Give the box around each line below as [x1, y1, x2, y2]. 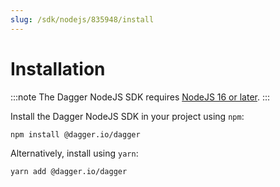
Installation [10, 57, 106, 80]
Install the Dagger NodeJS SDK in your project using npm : [10, 110, 245, 122]
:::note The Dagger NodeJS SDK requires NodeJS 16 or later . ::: [10, 91, 271, 103]
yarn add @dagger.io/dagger [10, 166, 128, 176]
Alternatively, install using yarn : [10, 147, 139, 159]
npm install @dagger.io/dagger [10, 129, 141, 140]
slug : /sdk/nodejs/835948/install [10, 14, 155, 25]
